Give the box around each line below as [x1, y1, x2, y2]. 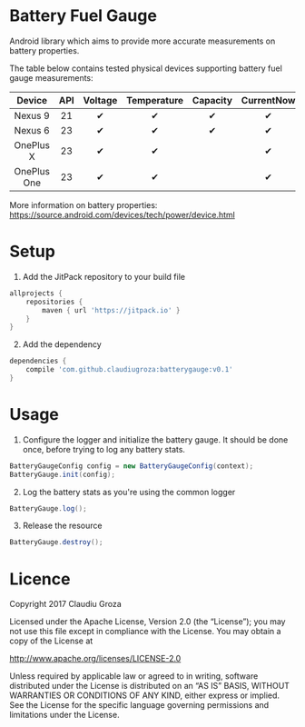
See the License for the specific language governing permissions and [9, 700, 270, 711]
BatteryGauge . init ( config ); [9, 470, 116, 479]
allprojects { [9, 288, 64, 298]
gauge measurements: [9, 72, 93, 83]
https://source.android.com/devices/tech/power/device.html [9, 209, 236, 220]
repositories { [25, 297, 84, 306]
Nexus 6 [14, 124, 50, 136]
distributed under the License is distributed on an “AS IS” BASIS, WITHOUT [9, 681, 290, 692]
